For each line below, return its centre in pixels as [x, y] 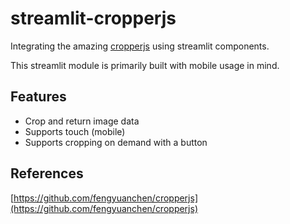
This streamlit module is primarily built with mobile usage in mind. [145, 65]
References [47, 173]
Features [38, 97]
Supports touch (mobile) [75, 131]
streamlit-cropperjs [93, 18]
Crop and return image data [82, 121]
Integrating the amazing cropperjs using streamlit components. [140, 46]
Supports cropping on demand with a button [116, 142]
